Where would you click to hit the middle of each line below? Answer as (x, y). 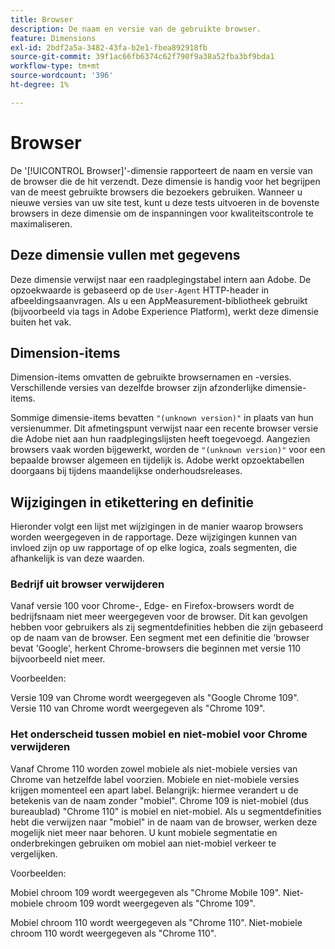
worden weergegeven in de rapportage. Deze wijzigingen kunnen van (154, 537)
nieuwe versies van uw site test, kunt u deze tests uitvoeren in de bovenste (165, 202)
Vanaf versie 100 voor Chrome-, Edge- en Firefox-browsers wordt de (152, 606)
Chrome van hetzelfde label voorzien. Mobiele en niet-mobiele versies (155, 779)
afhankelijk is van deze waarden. (77, 558)
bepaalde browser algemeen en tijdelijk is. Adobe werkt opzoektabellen (157, 460)
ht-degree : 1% (40, 85)
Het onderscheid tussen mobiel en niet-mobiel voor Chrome (159, 734)
